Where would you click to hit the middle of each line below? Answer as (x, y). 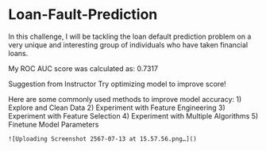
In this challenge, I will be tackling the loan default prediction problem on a (130, 36)
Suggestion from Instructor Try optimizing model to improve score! (117, 84)
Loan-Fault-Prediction (83, 15)
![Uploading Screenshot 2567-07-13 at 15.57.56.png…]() (102, 139)
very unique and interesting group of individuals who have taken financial (128, 44)
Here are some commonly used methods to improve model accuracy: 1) (125, 99)
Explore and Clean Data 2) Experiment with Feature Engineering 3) (117, 108)
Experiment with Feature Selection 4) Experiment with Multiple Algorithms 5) (133, 115)
